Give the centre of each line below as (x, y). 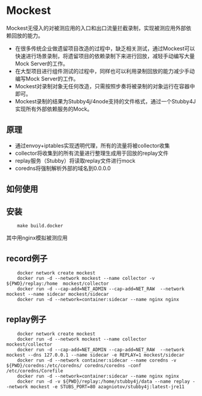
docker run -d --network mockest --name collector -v (86, 278)
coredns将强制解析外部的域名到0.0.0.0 (63, 168)
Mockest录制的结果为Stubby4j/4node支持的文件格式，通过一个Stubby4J (105, 101)
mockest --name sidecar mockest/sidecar (58, 294)
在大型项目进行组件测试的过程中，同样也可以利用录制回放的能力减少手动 (105, 71)
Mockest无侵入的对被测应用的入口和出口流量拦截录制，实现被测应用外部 (96, 28)
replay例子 (26, 320)
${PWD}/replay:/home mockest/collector (58, 284)
